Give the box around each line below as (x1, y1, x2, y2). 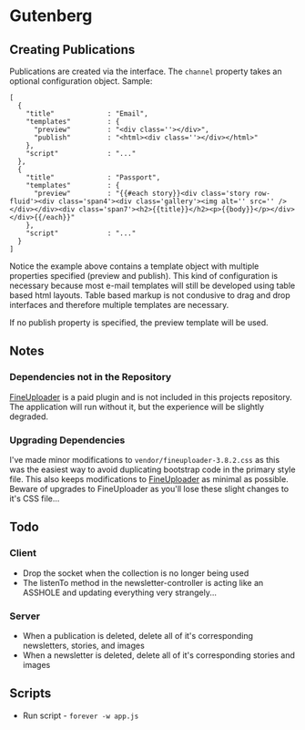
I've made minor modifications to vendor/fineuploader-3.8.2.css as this (9, 454, 280, 465)
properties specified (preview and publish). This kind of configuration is (9, 271, 279, 281)
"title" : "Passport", (25, 173, 161, 182)
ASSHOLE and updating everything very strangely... (22, 587, 217, 598)
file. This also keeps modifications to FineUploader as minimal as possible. (9, 473, 289, 484)
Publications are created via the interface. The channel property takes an (9, 66, 282, 77)
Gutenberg (9, 5, 93, 26)
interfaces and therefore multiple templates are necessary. (9, 300, 229, 310)
